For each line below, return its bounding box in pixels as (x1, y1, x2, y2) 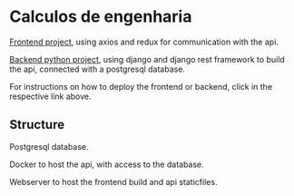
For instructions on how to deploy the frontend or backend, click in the (9, 81, 273, 92)
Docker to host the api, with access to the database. (9, 159, 204, 170)
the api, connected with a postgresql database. (9, 64, 186, 74)
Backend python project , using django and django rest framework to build (9, 54, 286, 64)
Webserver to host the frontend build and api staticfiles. (9, 176, 218, 187)
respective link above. (9, 91, 93, 102)
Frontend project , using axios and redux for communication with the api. (9, 36, 279, 47)
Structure (9, 117, 65, 132)
